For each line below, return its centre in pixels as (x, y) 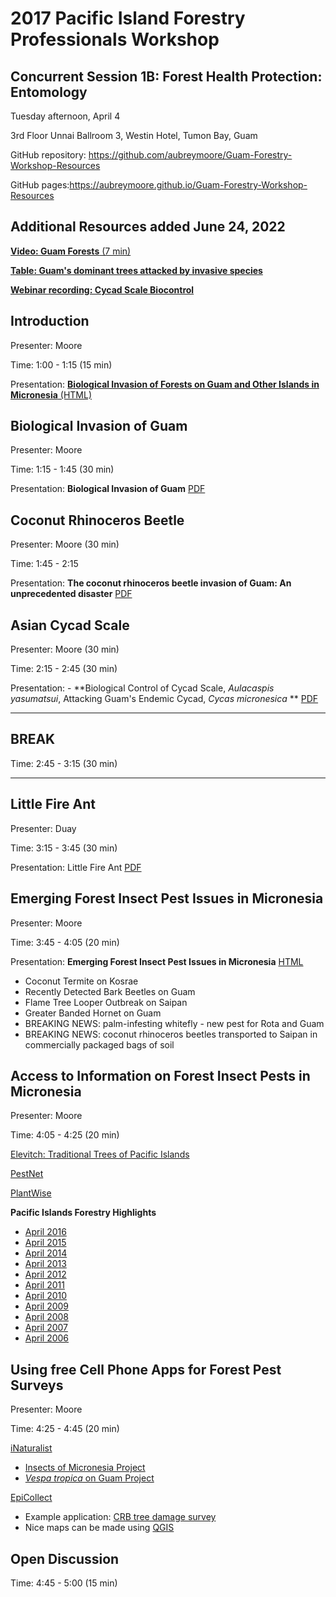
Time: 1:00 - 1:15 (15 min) (61, 364)
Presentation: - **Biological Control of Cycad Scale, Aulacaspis (142, 688)
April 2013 (45, 1264)
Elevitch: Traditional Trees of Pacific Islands (100, 1154)
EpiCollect (31, 1498)
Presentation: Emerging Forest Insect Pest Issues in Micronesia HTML (157, 961)
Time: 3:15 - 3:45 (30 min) (64, 848)
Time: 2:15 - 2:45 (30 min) (64, 669)
